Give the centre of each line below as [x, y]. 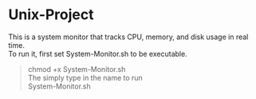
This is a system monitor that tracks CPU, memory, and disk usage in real [128, 37]
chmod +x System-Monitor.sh [77, 69]
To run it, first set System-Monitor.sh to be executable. [98, 53]
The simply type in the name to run [85, 77]
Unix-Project [51, 15]
